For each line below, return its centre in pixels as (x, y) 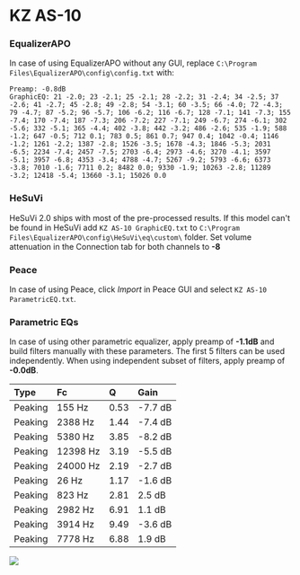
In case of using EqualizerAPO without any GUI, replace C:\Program (133, 63)
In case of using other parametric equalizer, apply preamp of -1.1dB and (142, 341)
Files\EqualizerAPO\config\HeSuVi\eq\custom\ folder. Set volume (131, 237)
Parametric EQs (44, 322)
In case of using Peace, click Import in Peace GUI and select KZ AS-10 (138, 289)
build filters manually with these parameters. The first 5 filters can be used (147, 351)
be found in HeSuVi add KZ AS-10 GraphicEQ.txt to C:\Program (125, 227)
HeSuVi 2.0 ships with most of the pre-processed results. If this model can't (150, 217)
